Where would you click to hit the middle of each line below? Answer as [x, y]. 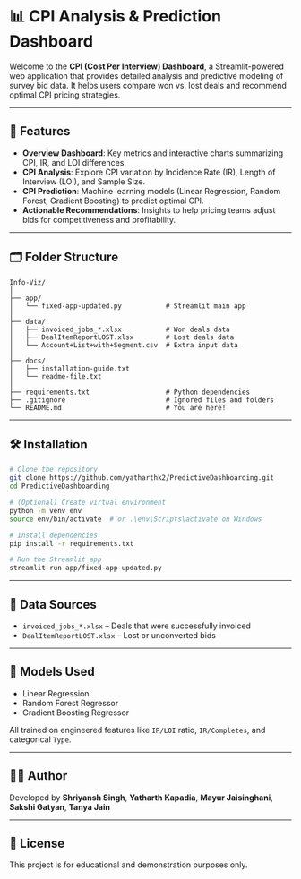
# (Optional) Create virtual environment [88, 502]
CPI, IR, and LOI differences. [74, 162]
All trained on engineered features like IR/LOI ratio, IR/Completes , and [138, 730]
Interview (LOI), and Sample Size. [84, 181]
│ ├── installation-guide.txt [69, 368]
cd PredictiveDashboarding [60, 486]
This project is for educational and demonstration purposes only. [129, 865]
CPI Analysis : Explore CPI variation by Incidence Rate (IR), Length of [149, 172]
